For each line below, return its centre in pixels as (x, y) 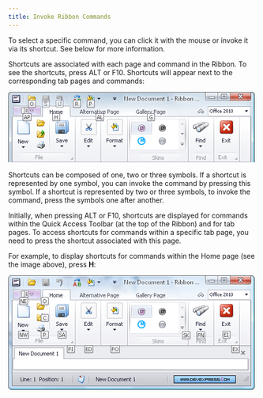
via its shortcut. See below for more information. (87, 48)
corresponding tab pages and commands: (76, 81)
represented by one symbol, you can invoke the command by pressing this (130, 183)
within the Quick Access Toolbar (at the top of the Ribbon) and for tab (122, 224)
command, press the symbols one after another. (86, 200)
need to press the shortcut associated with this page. (95, 241)
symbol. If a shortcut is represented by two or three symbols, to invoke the (130, 191)
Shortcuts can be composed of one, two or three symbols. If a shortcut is (128, 175)
